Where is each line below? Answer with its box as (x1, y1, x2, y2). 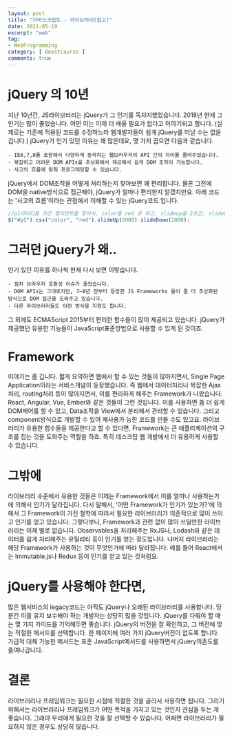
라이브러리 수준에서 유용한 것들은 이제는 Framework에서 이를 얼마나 (8, 492, 191, 500)
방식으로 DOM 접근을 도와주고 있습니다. (8, 295, 104, 303)
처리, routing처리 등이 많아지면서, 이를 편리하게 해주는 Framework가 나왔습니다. (8, 389, 223, 398)
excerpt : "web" (8, 29, 52, 36)
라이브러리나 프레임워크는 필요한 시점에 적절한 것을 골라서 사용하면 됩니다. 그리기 (8, 696, 225, 705)
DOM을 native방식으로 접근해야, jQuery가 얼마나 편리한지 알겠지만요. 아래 (8, 187, 207, 196)
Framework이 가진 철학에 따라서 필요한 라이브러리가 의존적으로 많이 (28, 509, 211, 517)
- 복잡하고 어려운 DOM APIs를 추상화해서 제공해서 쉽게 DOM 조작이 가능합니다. (8, 159, 203, 166)
